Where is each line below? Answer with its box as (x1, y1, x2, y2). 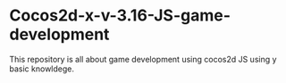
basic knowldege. (9, 63, 74, 74)
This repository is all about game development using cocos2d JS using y (9, 54, 277, 64)
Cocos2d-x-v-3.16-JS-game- (9, 5, 231, 26)
